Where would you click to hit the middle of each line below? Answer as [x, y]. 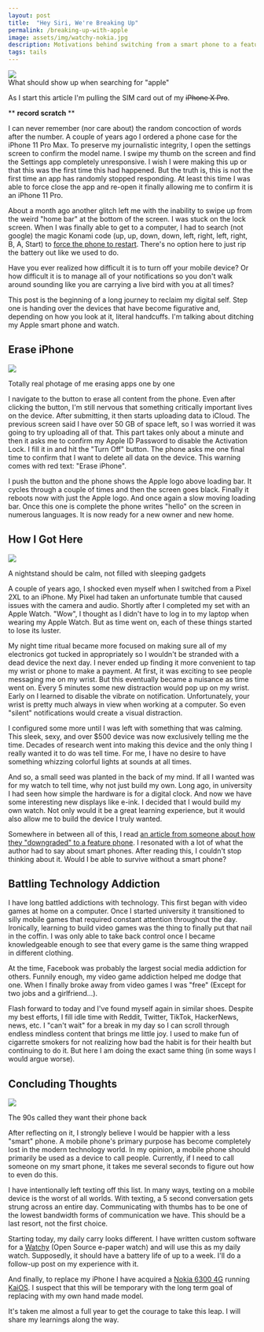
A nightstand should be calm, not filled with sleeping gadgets [107, 573]
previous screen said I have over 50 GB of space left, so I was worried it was [132, 423]
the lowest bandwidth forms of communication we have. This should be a [127, 1215]
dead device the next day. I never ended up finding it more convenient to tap [132, 662]
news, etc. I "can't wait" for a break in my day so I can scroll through [119, 1025]
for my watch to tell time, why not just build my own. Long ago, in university [130, 785]
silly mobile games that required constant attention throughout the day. [123, 920]
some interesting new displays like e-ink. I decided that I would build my [125, 802]
